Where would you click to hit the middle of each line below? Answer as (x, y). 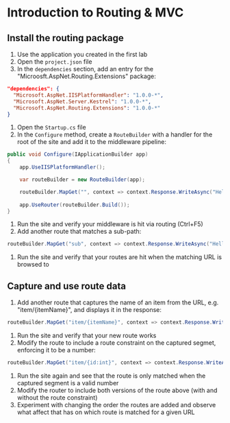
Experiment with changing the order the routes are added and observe (116, 404)
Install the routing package (66, 38)
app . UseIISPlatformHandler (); (63, 167)
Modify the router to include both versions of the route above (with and (117, 390)
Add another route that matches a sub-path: (79, 232)
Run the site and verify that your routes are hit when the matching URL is (119, 257)
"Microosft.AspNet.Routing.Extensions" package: (86, 76)
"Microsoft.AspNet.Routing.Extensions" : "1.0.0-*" (87, 108)
